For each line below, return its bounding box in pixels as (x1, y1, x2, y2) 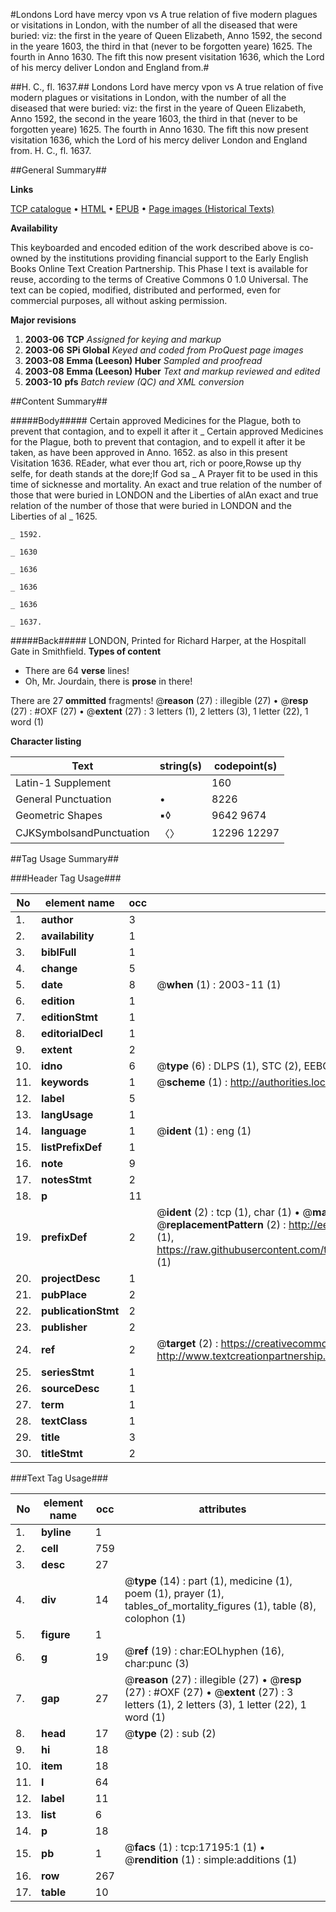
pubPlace (41, 1288, 88, 1301)
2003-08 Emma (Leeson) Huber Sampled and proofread (24, 355, 263, 366)
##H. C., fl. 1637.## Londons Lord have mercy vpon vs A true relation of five (10, 81, 324, 93)
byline (41, 1525, 72, 1539)
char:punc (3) (124, 1657, 190, 1670)
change (41, 962, 78, 975)
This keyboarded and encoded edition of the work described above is (10, 242, 298, 253)
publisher (41, 1320, 88, 1334)
